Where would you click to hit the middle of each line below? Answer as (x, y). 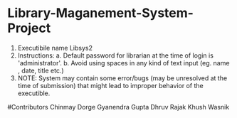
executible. (34, 93)
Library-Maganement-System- (101, 13)
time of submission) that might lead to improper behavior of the (111, 85)
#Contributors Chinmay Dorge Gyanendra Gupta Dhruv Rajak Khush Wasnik (118, 107)
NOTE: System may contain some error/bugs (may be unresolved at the (122, 78)
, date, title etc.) (41, 70)
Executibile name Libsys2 (55, 48)
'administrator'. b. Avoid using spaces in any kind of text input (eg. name (123, 63)
